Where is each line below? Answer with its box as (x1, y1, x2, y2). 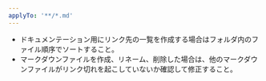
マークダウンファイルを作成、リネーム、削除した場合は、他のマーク (19, 54, 244, 64)
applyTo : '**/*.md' (8, 11, 74, 20)
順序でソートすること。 (41, 44, 119, 54)
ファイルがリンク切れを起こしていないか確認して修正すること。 (26, 64, 238, 74)
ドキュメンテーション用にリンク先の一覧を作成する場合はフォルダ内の (19, 34, 252, 44)
